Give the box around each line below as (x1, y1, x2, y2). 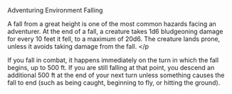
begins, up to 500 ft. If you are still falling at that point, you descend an (7, 64, 215, 71)
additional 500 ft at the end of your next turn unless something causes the (7, 71, 225, 79)
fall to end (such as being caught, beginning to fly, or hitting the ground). (7, 78, 221, 87)
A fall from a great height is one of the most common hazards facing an (7, 20, 217, 28)
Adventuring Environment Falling (7, 6, 103, 14)
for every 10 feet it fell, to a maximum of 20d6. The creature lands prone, (7, 35, 221, 43)
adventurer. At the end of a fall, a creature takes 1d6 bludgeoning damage (7, 28, 223, 35)
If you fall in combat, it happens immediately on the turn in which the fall (7, 56, 219, 64)
